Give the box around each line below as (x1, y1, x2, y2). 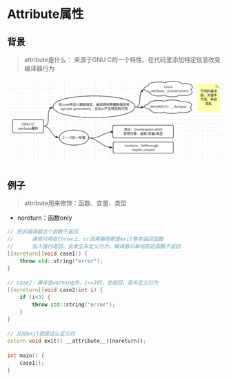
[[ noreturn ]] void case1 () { (7, 250, 88, 257)
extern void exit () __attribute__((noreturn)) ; (7, 338, 147, 345)
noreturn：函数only (17, 213, 72, 222)
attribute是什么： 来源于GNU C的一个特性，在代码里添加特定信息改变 (23, 56, 221, 64)
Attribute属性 (7, 6, 84, 22)
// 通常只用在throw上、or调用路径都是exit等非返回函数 (7, 236, 163, 243)
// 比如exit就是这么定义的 (7, 330, 76, 337)
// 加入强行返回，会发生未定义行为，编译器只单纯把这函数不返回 (7, 243, 181, 249)
